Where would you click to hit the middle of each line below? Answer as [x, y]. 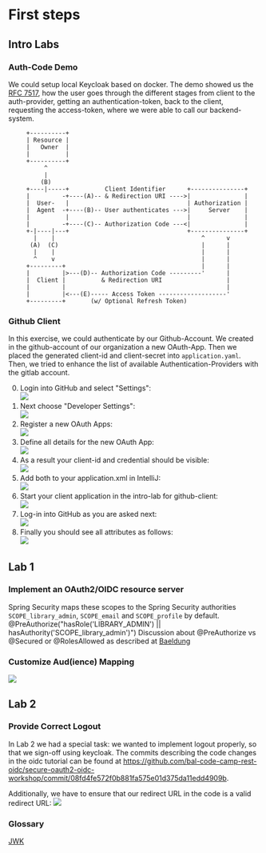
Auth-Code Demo [43, 67]
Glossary [26, 823]
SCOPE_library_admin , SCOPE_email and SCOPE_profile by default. [114, 615]
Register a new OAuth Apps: [66, 424]
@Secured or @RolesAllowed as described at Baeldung [99, 641]
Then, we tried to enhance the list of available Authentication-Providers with [133, 364]
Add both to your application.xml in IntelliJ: [90, 479]
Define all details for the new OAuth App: [87, 443]
